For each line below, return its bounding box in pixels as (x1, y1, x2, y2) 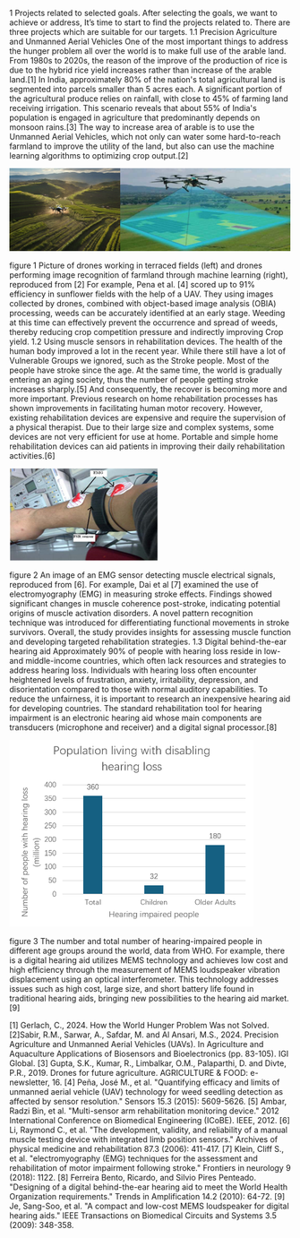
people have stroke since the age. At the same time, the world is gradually (9, 365, 283, 375)
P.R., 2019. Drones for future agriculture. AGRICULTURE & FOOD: (9, 1067, 249, 1078)
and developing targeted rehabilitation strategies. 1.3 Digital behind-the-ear (9, 636, 287, 647)
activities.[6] (9, 451, 56, 460)
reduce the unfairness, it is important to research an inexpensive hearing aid (9, 693, 291, 704)
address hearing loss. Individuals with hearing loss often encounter (9, 665, 257, 675)
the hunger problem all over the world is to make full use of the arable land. (9, 46, 287, 56)
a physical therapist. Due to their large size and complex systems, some (9, 422, 275, 433)
